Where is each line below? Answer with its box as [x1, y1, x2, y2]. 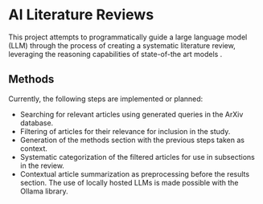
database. [19, 118, 54, 128]
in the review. [19, 161, 64, 170]
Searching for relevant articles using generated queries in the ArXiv [19, 109, 244, 119]
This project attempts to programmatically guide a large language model [8, 32, 248, 42]
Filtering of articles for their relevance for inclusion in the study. [19, 126, 231, 136]
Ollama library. [19, 186, 68, 196]
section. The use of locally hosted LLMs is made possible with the [19, 177, 239, 187]
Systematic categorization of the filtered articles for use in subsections [19, 152, 255, 161]
